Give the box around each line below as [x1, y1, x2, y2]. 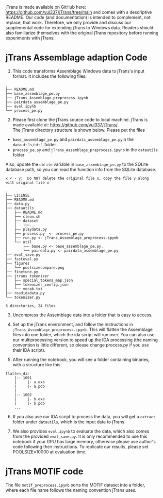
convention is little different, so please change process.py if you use [12, 342, 149, 348]
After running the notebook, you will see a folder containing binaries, [12, 357, 150, 362]
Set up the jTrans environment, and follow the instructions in [12, 321, 133, 327]
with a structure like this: [12, 361, 62, 367]
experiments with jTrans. [5, 35, 55, 41]
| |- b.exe [14, 396, 45, 401]
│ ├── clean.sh [5, 214, 41, 219]
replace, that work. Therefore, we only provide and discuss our [5, 19, 131, 25]
